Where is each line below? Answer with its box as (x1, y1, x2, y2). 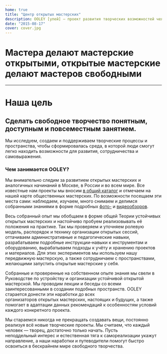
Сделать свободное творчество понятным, (5, 117, 148, 125)
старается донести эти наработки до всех (5, 291, 95, 297)
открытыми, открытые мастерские (5, 58, 161, 69)
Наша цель (5, 97, 53, 108)
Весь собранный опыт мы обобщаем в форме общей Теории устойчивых (5, 213, 161, 219)
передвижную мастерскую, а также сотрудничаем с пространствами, (5, 255, 156, 261)
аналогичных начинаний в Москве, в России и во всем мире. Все (5, 182, 145, 189)
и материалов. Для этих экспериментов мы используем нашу (5, 250, 138, 256)
